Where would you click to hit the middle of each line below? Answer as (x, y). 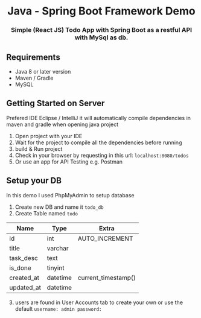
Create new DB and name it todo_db (59, 207)
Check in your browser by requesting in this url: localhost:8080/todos (102, 155)
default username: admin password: (58, 308)
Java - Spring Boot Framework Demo (101, 11)
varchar (58, 248)
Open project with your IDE (49, 136)
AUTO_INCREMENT (105, 238)
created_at (24, 278)
